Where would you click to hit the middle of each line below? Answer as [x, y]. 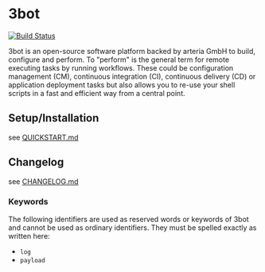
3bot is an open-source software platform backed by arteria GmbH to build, [132, 51]
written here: [29, 236]
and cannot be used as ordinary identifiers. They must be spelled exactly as [132, 228]
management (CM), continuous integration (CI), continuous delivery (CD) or [132, 76]
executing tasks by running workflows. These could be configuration [121, 67]
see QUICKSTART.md [43, 137]
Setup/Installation [54, 119]
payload [32, 260]
